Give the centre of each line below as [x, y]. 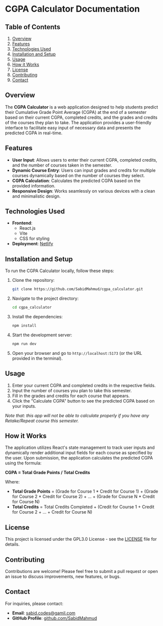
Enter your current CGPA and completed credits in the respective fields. [84, 385]
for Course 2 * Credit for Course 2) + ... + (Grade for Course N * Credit [83, 497]
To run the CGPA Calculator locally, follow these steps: [60, 271]
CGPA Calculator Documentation [72, 9]
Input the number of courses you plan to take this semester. [72, 390]
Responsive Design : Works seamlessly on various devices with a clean [84, 191]
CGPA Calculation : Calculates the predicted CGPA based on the [76, 181]
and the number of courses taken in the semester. [62, 165]
